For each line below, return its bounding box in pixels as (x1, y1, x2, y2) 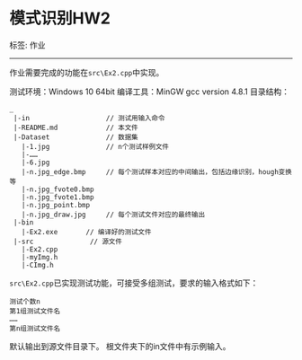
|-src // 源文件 (13, 237, 123, 246)
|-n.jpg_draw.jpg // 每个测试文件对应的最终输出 (21, 210, 205, 219)
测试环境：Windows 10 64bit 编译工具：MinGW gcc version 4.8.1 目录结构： (9, 86, 290, 97)
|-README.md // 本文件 (13, 123, 138, 132)
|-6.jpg (21, 158, 50, 167)
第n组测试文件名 (9, 324, 61, 333)
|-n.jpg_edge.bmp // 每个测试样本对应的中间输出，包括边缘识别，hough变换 (21, 167, 292, 176)
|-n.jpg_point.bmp (21, 200, 91, 209)
